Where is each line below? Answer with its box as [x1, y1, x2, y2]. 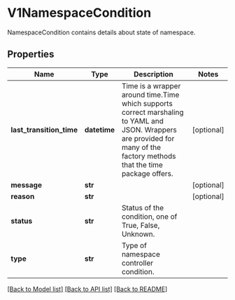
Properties [7, 48, 55, 60]
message [10, 180, 42, 190]
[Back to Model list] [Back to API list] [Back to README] [7, 285, 168, 293]
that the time [121, 160, 163, 170]
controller [121, 258, 154, 268]
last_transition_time [10, 125, 78, 135]
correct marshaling [121, 107, 184, 117]
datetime [84, 125, 115, 135]
